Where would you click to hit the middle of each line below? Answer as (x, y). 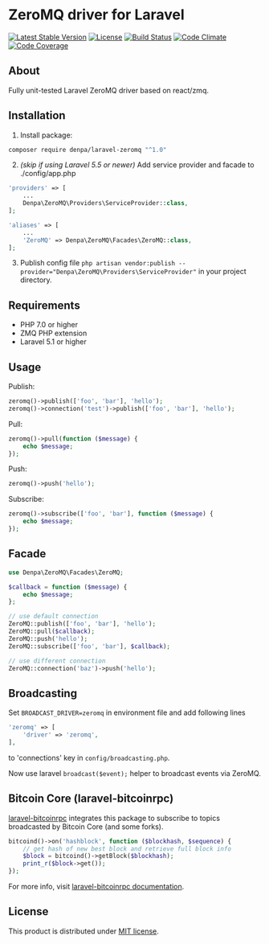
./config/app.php (48, 174)
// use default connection (53, 617)
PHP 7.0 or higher (49, 325)
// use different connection (57, 661)
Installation (37, 115)
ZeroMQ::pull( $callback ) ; (51, 631)
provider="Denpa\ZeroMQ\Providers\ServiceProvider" (108, 272)
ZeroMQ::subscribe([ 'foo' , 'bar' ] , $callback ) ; (90, 646)
